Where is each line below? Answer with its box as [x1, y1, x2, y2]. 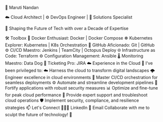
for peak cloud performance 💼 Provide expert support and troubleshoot [5, 92, 148, 98]
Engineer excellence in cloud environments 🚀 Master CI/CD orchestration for [5, 75, 158, 80]
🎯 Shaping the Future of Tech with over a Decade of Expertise [5, 26, 129, 31]
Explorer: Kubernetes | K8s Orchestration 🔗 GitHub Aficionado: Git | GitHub [5, 42, 155, 48]
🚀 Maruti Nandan [5, 5, 39, 10]
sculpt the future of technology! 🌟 [5, 112, 73, 117]
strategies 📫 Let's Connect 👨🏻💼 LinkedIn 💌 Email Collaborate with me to [5, 105, 150, 110]
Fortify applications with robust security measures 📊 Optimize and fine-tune [5, 85, 158, 91]
